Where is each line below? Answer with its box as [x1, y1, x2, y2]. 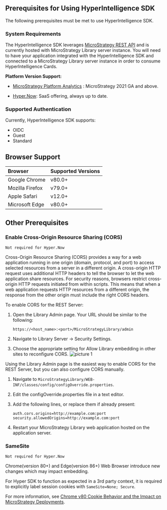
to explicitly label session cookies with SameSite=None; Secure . [5, 484, 136, 490]
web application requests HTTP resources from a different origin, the [5, 286, 150, 292]
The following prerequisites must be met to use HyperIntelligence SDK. [5, 17, 154, 23]
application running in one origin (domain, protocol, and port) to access [5, 259, 154, 265]
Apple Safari [8, 193, 38, 200]
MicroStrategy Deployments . [5, 499, 65, 505]
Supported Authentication [5, 106, 72, 113]
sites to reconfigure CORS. [12, 351, 69, 357]
